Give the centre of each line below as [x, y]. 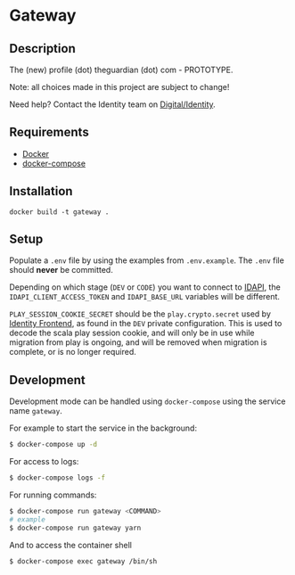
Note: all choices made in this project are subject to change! [119, 87]
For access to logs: [44, 462]
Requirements [49, 132]
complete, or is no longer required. [73, 352]
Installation [41, 191]
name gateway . [36, 411]
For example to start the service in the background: [103, 428]
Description [42, 49]
